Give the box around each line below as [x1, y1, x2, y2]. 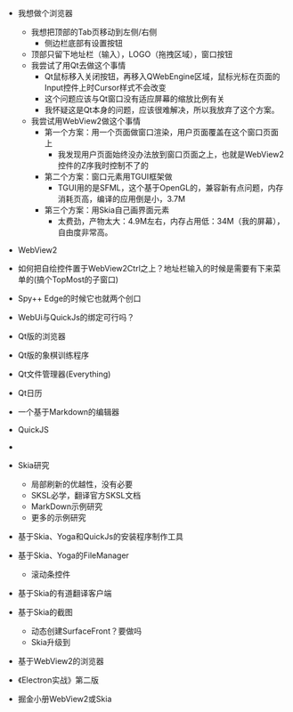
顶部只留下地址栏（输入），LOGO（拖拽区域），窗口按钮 [30, 49, 233, 60]
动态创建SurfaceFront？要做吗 [30, 626, 142, 636]
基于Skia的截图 [17, 607, 73, 617]
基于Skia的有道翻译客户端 [17, 588, 112, 598]
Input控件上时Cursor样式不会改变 [44, 83, 167, 93]
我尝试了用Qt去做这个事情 [30, 61, 126, 70]
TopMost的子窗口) [52, 274, 118, 285]
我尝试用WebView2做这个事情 [30, 116, 141, 126]
